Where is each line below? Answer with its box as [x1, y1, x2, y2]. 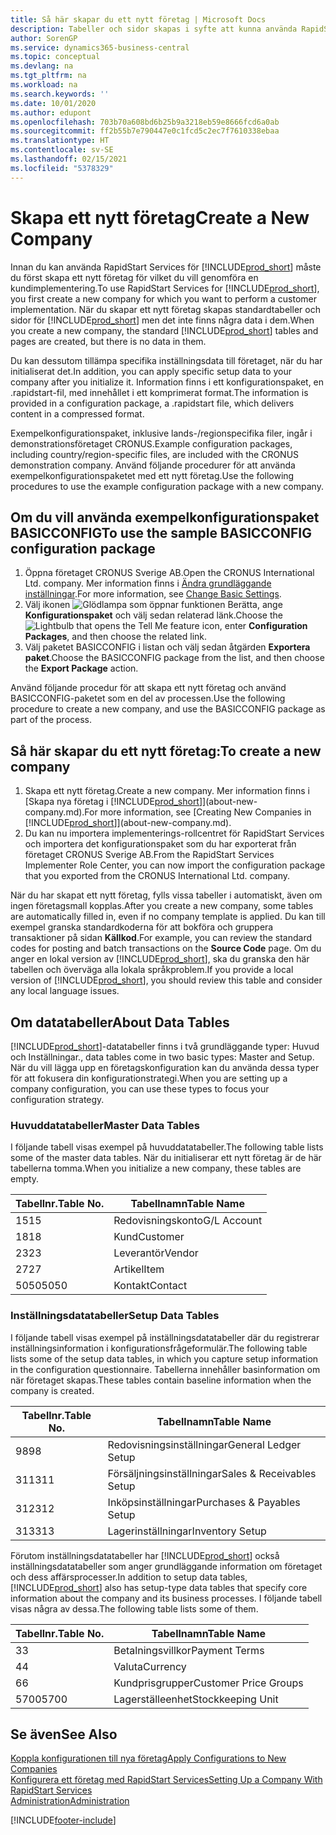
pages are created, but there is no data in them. [10, 335, 207, 347]
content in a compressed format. [10, 407, 145, 420]
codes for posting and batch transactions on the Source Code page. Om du [10, 942, 322, 955]
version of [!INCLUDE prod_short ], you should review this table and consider [10, 974, 323, 986]
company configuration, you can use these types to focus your [10, 1083, 270, 1095]
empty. [10, 1173, 40, 1185]
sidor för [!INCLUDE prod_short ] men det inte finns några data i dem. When [10, 314, 315, 326]
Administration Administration [10, 1795, 130, 1807]
